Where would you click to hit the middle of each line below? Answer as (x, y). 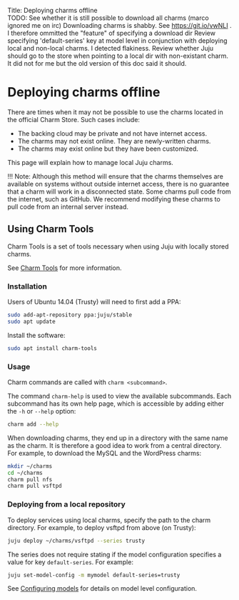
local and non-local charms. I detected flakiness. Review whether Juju (111, 48)
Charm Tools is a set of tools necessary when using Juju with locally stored (118, 246)
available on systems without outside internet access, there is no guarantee (118, 184)
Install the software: (36, 335)
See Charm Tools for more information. (65, 268)
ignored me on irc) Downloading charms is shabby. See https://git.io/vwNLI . (119, 25)
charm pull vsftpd (35, 486)
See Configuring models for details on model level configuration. (102, 589)
